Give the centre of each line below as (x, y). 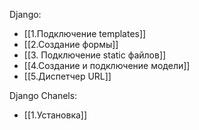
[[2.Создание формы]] (71, 44)
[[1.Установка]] (55, 115)
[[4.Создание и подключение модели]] (107, 65)
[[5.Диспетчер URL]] (67, 76)
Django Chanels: (43, 95)
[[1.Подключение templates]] (85, 33)
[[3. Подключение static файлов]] (95, 55)
